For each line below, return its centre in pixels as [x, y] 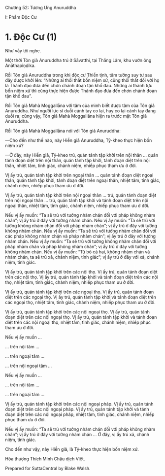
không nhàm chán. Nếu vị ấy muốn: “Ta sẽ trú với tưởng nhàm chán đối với [81, 231]
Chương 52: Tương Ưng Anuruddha [41, 8]
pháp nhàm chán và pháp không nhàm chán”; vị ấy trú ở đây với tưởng [76, 246]
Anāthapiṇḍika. [20, 65]
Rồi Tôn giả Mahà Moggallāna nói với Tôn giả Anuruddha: [63, 131]
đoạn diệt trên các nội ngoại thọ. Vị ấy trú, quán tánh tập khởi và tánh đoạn [81, 317]
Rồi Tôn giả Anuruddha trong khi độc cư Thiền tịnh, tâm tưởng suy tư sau [79, 75]
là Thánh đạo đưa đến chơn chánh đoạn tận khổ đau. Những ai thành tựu [79, 85]
